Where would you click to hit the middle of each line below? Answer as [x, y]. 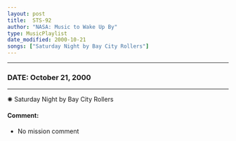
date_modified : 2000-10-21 [47, 40]
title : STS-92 [29, 20]
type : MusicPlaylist [38, 33]
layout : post [26, 14]
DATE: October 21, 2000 [49, 77]
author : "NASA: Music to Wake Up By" [63, 27]
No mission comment [48, 131]
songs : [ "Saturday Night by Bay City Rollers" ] [78, 46]
